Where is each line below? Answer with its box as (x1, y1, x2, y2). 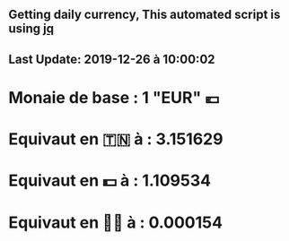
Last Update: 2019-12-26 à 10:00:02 (8, 51, 216, 66)
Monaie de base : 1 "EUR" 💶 (8, 87, 220, 108)
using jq (8, 22, 55, 37)
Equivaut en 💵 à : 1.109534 (8, 170, 212, 191)
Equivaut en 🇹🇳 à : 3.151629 (8, 129, 223, 150)
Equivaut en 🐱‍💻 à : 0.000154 (8, 212, 223, 232)
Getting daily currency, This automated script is (8, 7, 281, 22)
